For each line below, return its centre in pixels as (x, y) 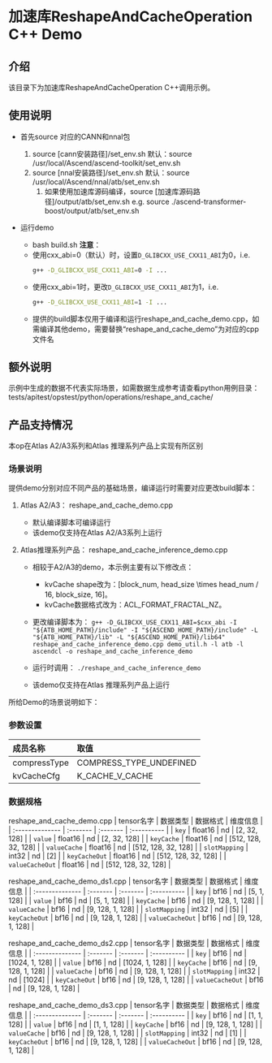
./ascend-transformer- (209, 201)
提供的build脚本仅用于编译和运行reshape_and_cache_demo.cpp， (142, 318)
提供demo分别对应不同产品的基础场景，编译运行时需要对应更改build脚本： (133, 488)
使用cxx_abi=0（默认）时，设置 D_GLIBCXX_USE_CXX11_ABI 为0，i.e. (141, 255)
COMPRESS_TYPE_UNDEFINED (137, 763)
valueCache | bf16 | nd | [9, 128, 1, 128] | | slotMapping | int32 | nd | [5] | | (128, 910)
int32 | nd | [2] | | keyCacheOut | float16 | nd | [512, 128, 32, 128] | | (117, 856)
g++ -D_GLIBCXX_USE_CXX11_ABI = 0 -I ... (100, 270)
